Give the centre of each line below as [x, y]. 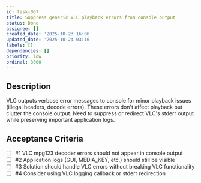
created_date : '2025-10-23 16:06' [49, 34]
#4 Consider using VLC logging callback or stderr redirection [90, 173]
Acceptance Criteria [45, 139]
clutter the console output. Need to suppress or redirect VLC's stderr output [100, 113]
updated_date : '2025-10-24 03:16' [49, 40]
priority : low [24, 56]
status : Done [22, 23]
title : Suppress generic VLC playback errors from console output [91, 17]
